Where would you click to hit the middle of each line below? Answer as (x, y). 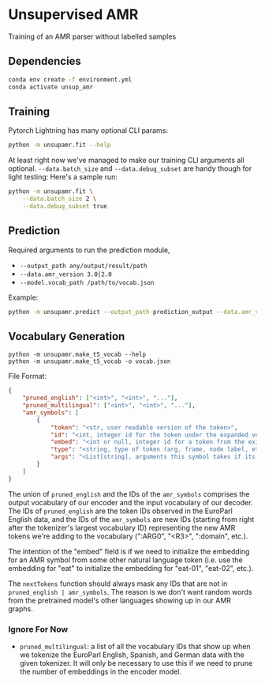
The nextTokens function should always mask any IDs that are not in (118, 584)
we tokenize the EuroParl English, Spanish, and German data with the (132, 655)
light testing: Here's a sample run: (63, 177)
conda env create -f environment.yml (70, 79)
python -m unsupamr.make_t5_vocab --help (77, 355)
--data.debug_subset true (65, 206)
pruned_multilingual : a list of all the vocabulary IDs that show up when (135, 646)
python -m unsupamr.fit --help (60, 145)
